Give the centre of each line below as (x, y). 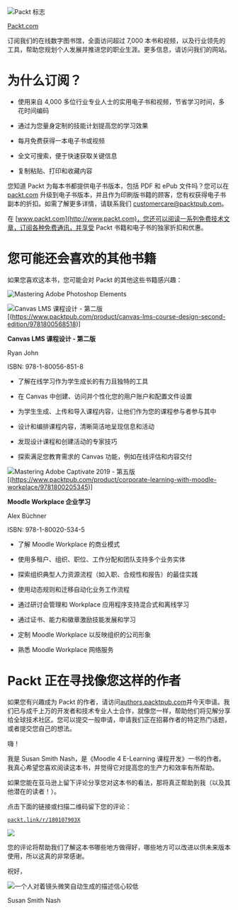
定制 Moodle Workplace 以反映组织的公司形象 (84, 634)
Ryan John (23, 353)
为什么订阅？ (45, 81)
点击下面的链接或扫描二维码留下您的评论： (69, 806)
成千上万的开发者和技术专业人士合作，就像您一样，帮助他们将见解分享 (128, 710)
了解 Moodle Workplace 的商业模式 (69, 544)
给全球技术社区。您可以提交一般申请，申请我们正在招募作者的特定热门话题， (119, 719)
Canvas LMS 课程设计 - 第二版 (52, 338)
